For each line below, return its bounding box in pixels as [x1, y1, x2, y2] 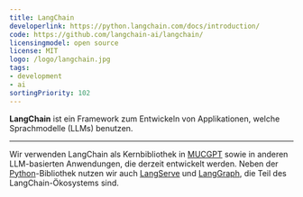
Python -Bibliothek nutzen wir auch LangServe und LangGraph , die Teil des [9, 167, 287, 178]
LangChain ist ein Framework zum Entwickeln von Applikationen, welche [9, 113, 280, 124]
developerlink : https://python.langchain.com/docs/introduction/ [9, 22, 260, 31]
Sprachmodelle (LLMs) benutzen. [9, 122, 133, 133]
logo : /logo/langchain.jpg [9, 55, 111, 64]
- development [9, 72, 63, 81]
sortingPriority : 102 [9, 88, 91, 97]
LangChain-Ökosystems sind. [9, 177, 120, 188]
